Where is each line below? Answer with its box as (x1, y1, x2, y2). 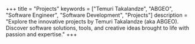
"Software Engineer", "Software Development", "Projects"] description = (6, 11, 188, 19)
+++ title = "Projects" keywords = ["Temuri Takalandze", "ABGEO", (6, 5, 174, 12)
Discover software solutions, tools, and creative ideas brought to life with (6, 24, 189, 31)
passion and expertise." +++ (6, 31, 78, 38)
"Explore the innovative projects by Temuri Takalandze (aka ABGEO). (6, 18, 179, 25)
